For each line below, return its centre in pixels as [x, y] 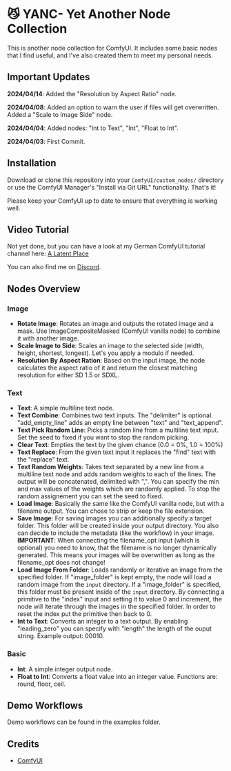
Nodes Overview [44, 289]
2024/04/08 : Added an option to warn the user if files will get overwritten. [113, 107]
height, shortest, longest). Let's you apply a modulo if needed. [106, 353]
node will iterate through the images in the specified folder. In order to [116, 607]
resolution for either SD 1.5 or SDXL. [68, 375]
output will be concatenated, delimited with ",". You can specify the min [118, 482]
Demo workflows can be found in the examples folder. [84, 722]
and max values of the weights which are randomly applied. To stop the [119, 489]
